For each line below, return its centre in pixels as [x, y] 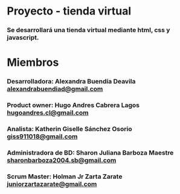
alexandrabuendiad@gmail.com [55, 89]
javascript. [23, 37]
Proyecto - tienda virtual [69, 11]
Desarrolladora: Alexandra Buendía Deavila [71, 82]
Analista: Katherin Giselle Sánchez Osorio [69, 129]
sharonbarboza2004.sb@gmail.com [62, 160]
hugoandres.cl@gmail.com [48, 113]
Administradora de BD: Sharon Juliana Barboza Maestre [90, 152]
